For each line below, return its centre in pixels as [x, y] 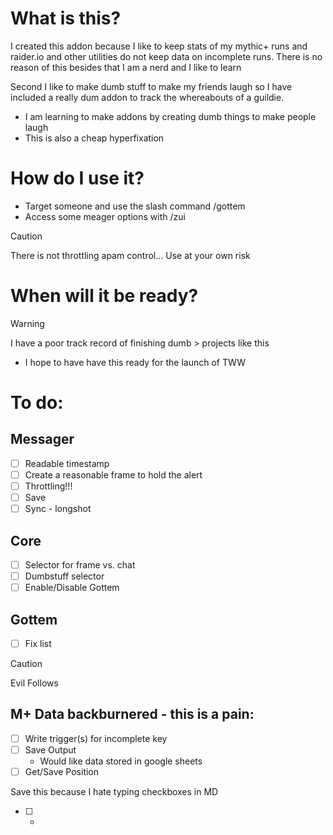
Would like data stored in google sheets [121, 761]
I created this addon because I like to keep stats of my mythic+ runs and [159, 46]
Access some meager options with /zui [105, 216]
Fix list [38, 643]
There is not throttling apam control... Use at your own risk [130, 255]
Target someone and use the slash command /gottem [135, 206]
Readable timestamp [67, 463]
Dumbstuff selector [64, 576]
